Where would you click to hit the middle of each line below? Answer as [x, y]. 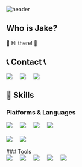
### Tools [19, 152]
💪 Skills [20, 95]
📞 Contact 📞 [27, 62]
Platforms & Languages [41, 112]
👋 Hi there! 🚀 [22, 43]
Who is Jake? [32, 28]
